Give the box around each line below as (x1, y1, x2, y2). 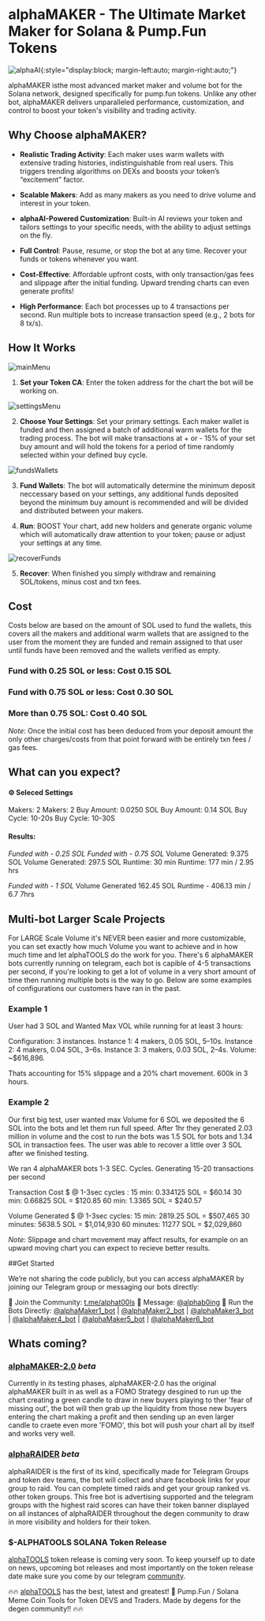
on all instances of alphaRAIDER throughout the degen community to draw (8, 1508, 250, 1518)
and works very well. (8, 1429, 76, 1439)
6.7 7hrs (8, 890, 35, 899)
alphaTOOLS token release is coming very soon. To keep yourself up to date (8, 1555, 256, 1564)
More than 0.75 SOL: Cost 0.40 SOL (8, 708, 147, 719)
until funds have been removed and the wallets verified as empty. (8, 646, 221, 655)
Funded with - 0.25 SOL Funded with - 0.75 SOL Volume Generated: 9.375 (8, 849, 249, 858)
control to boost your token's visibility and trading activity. (8, 105, 197, 115)
